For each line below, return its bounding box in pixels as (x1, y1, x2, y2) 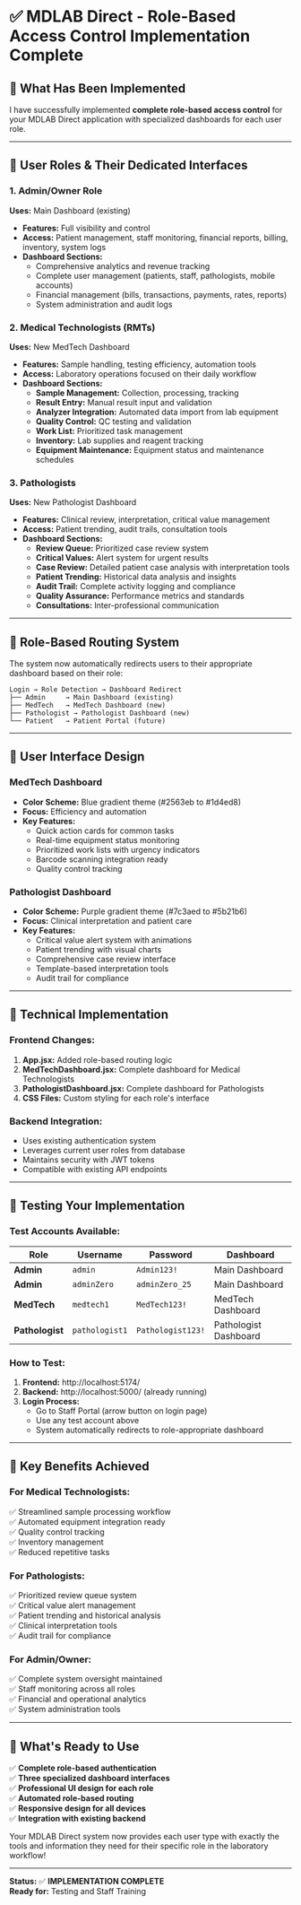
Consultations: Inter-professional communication (35, 600, 219, 611)
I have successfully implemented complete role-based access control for (9, 105, 283, 115)
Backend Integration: (9, 1115, 103, 1127)
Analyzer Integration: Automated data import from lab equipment (35, 406, 279, 417)
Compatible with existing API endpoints (21, 1164, 168, 1175)
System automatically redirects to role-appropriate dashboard (35, 1424, 264, 1436)
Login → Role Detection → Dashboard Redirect (9, 685, 182, 694)
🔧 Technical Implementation (9, 1007, 168, 1022)
